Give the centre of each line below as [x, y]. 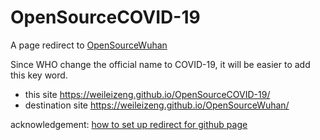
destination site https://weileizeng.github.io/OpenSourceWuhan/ [157, 105]
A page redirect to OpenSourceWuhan [89, 45]
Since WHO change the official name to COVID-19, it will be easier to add [160, 64]
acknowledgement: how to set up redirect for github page [129, 124]
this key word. [39, 75]
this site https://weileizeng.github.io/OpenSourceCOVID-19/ [147, 94]
